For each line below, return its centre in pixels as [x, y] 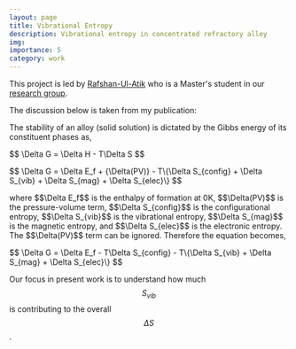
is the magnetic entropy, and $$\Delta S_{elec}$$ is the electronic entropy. [146, 226]
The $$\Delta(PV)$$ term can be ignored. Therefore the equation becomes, [148, 235]
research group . [39, 93]
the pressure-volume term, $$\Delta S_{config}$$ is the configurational [140, 207]
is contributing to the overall [60, 309]
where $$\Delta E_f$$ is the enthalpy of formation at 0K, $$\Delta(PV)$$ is [146, 198]
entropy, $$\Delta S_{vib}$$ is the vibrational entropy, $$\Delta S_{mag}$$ [146, 217]
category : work [37, 58]
